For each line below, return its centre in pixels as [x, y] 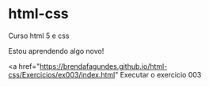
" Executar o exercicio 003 [158, 74]
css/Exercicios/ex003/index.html [62, 74]
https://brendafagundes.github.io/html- [103, 66]
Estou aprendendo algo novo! [56, 51]
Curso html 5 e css [39, 36]
